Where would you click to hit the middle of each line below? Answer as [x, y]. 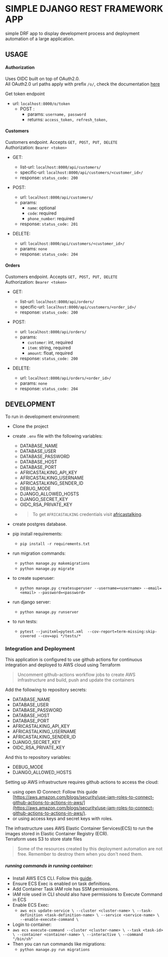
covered [28, 636]
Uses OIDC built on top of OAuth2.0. [43, 78]
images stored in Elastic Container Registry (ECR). [57, 834]
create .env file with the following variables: [57, 436]
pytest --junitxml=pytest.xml [52, 632]
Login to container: [32, 925]
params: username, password [57, 114]
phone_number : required [51, 218]
